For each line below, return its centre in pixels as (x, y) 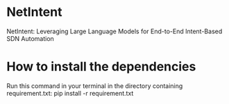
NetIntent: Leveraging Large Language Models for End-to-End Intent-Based (114, 31)
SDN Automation (31, 38)
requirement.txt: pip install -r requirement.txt (70, 93)
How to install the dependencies (101, 67)
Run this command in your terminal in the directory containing (95, 86)
